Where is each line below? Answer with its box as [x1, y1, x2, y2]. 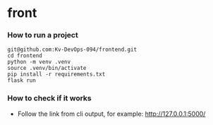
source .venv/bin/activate [7, 65, 87, 72]
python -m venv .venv [7, 59, 71, 66]
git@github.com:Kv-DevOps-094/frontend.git [7, 46, 138, 54]
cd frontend [7, 52, 42, 59]
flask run [7, 77, 37, 84]
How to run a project [7, 30, 79, 40]
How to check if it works [7, 93, 92, 103]
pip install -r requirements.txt [7, 71, 106, 78]
